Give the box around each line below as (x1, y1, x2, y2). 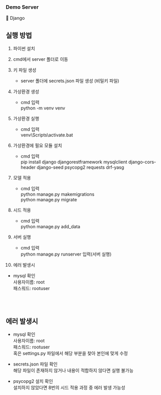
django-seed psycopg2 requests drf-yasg (36, 164, 125, 170)
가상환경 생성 (13, 89, 39, 95)
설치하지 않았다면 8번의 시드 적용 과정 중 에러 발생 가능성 (13, 384, 126, 390)
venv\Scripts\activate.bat (20, 132, 73, 138)
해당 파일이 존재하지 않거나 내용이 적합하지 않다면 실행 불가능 (13, 367, 134, 373)
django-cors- (128, 159, 156, 165)
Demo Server (6, 4, 39, 11)
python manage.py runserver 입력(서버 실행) (20, 251, 112, 257)
